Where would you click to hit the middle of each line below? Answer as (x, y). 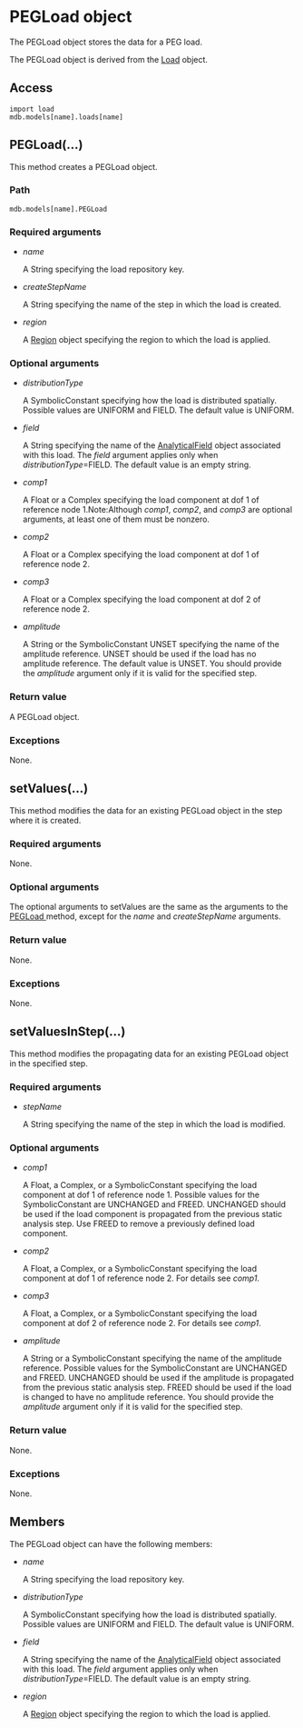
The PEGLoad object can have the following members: (111, 1543)
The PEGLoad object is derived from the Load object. (109, 59)
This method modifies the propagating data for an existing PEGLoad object (149, 1054)
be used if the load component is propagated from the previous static (152, 1214)
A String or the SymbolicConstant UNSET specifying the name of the (151, 644)
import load (32, 109)
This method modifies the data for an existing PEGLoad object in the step (146, 810)
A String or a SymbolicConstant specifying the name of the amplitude (152, 1358)
